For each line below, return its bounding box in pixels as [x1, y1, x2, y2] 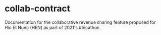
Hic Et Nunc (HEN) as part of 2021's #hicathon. [4, 24, 101, 30]
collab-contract [4, 3, 70, 14]
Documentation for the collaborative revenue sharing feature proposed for [4, 19, 156, 25]
